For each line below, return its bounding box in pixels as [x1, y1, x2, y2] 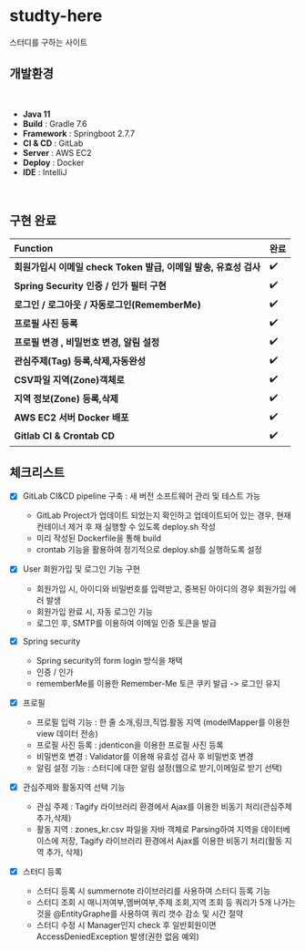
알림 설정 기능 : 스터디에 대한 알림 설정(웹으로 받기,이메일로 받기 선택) [36, 762, 282, 773]
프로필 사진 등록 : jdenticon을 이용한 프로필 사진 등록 [36, 739, 224, 750]
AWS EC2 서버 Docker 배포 [14, 411, 129, 424]
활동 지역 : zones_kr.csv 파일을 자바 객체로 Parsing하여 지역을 [36, 823, 259, 834]
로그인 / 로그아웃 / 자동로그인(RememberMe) [14, 298, 202, 311]
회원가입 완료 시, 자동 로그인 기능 [36, 605, 153, 616]
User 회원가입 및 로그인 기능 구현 [22, 563, 141, 574]
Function [14, 242, 54, 254]
